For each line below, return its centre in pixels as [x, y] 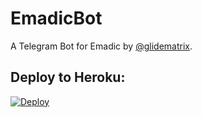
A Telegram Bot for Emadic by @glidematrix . [101, 46]
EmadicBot [56, 18]
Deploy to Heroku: [68, 77]
